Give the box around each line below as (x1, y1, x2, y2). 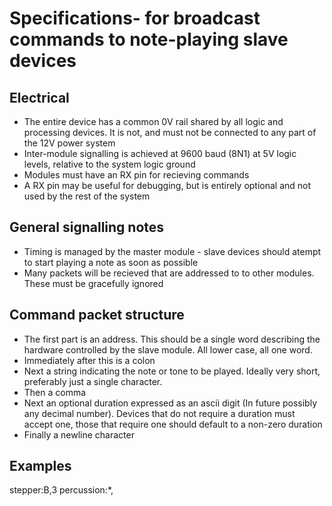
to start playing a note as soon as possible (23, 256, 199, 268)
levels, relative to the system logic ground (23, 158, 196, 170)
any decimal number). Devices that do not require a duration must (23, 407, 296, 419)
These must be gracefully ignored (23, 277, 164, 289)
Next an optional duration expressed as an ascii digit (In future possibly (23, 397, 318, 409)
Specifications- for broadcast (9, 7, 261, 30)
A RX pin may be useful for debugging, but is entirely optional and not (23, 180, 312, 191)
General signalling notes (9, 219, 165, 236)
